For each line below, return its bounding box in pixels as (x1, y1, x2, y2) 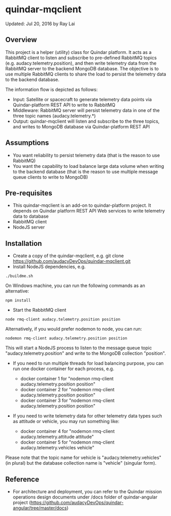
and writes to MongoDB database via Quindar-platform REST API (12, 123, 150, 129)
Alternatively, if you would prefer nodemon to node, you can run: (5, 326, 142, 332)
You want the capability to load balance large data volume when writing (12, 163, 164, 169)
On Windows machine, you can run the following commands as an (5, 282, 145, 289)
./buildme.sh (5, 274, 33, 279)
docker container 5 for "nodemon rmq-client (20, 439, 115, 445)
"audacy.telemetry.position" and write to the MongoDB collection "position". (5, 350, 166, 356)
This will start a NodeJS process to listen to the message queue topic (5, 345, 153, 351)
